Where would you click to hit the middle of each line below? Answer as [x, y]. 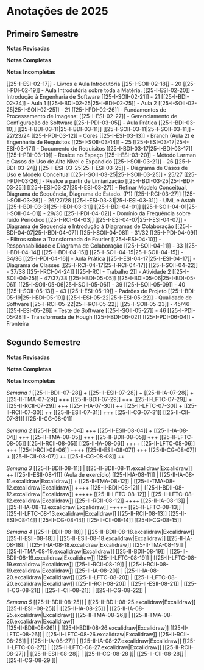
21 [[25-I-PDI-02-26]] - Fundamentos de [115, 110]
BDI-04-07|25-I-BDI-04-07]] [42, 233]
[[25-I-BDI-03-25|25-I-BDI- [160, 181]
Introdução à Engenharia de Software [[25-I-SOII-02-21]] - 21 [83, 97]
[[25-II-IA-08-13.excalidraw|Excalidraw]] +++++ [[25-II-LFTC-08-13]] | [95, 507]
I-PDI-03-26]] [24, 181]
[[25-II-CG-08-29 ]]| [32, 660]
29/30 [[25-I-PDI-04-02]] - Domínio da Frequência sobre [119, 213]
